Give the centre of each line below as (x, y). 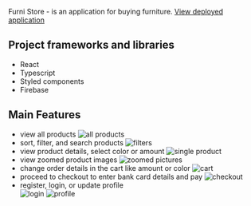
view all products (48, 134)
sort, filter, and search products (71, 142)
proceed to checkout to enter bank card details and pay (111, 176)
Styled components (52, 81)
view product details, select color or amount (92, 151)
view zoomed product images (69, 160)
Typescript (37, 73)
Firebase (34, 89)
